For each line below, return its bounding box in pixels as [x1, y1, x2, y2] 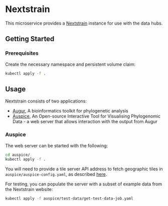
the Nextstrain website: [5, 186, 53, 192]
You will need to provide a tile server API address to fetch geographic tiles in [5, 166, 163, 172]
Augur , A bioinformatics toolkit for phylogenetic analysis [12, 108, 129, 114]
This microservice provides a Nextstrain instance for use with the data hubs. [5, 20, 163, 26]
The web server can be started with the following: [5, 142, 108, 149]
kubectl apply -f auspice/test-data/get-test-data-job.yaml [5, 196, 134, 201]
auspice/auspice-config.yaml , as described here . [5, 171, 107, 177]
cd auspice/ [5, 152, 30, 157]
